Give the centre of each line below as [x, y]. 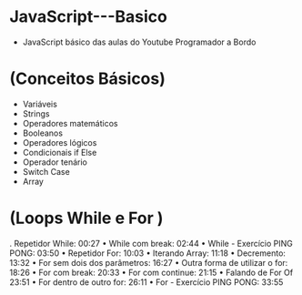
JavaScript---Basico [89, 17]
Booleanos [43, 133]
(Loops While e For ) [86, 218]
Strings [36, 113]
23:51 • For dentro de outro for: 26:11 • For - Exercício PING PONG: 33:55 [146, 282]
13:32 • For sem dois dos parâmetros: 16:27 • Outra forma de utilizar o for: [149, 262]
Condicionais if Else [60, 152]
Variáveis [40, 104]
